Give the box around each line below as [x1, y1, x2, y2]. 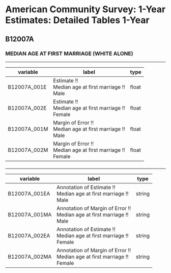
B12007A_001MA [8, 211, 52, 218]
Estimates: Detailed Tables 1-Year [5, 14, 150, 26]
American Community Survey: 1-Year [5, 4, 166, 15]
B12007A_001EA [8, 190, 50, 197]
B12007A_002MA [8, 253, 52, 260]
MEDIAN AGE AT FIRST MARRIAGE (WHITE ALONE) [5, 50, 133, 57]
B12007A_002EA [8, 232, 50, 239]
